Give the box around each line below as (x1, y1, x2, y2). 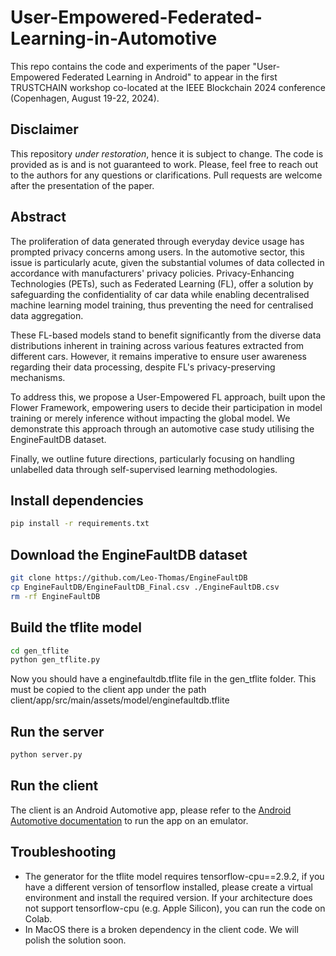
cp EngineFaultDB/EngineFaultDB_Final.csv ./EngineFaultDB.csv (10, 582, 280, 592)
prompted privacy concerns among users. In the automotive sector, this (10, 246, 305, 258)
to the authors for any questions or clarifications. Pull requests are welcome (10, 169, 323, 181)
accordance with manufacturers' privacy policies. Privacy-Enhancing (10, 267, 295, 279)
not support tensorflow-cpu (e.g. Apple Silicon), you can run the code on (24, 902, 326, 914)
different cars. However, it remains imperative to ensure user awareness (10, 350, 307, 362)
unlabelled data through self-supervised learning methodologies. (10, 463, 278, 475)
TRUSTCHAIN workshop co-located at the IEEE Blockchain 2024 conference (10, 81, 326, 93)
